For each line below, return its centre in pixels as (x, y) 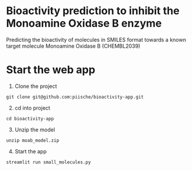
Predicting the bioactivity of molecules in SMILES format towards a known (96, 40)
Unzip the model (35, 129)
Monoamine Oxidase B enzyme (84, 23)
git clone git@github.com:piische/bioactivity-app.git (75, 97)
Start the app (31, 151)
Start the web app (51, 70)
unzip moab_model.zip (33, 140)
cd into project (32, 108)
